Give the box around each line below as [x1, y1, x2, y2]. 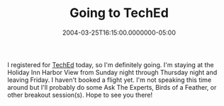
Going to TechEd [69, 5, 169, 21]
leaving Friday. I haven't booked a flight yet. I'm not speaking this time [7, 76, 212, 84]
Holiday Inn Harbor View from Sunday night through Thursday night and [7, 68, 218, 76]
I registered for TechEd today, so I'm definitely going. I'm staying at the [7, 60, 214, 69]
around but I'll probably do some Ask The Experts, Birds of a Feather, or [7, 83, 217, 91]
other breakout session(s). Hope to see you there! [7, 90, 153, 99]
